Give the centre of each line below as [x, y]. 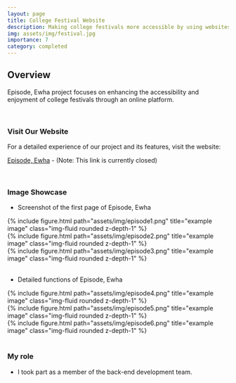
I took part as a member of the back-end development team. [105, 372]
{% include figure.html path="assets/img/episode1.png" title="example [110, 221]
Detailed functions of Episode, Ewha [70, 280]
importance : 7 [28, 40]
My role [20, 356]
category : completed [38, 46]
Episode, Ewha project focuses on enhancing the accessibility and [103, 92]
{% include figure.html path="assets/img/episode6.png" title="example [111, 323]
